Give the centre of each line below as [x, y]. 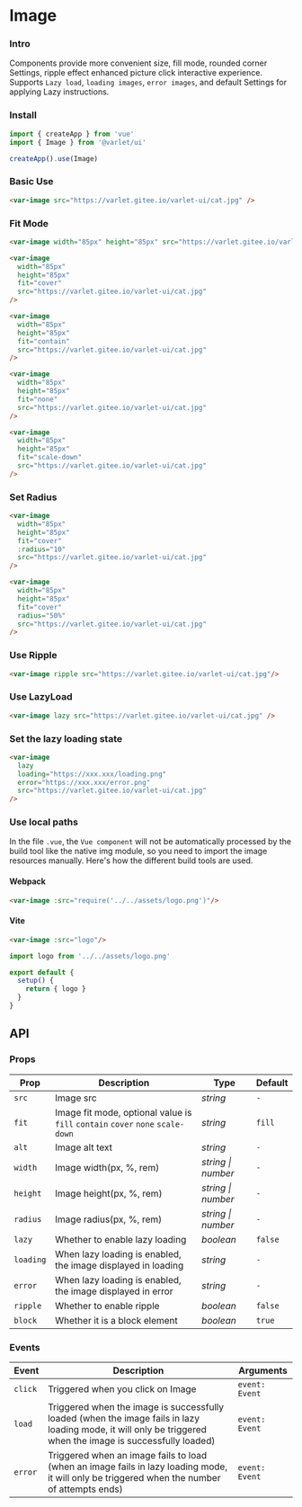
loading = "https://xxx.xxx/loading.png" [92, 774]
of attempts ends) [85, 1489]
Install [23, 115]
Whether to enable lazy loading [121, 1239]
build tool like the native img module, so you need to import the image [138, 852]
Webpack [28, 881]
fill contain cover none [105, 1124]
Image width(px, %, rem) [107, 1167]
